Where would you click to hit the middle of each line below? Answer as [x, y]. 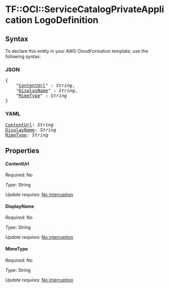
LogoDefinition [67, 20]
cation [19, 20]
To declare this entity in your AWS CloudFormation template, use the [77, 51]
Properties [22, 151]
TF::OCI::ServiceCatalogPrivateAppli [85, 9]
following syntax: [23, 56]
